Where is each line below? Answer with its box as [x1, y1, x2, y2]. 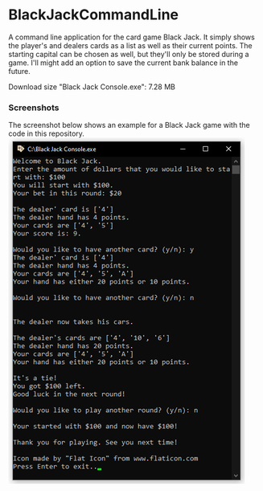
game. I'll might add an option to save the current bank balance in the [8, 58, 239, 68]
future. [8, 66, 31, 76]
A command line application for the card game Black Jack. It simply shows [8, 32, 255, 42]
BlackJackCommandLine [8, 6, 179, 24]
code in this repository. [8, 129, 84, 138]
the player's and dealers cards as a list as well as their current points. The [8, 40, 253, 50]
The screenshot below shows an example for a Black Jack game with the [8, 121, 251, 130]
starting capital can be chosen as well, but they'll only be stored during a [8, 49, 249, 59]
